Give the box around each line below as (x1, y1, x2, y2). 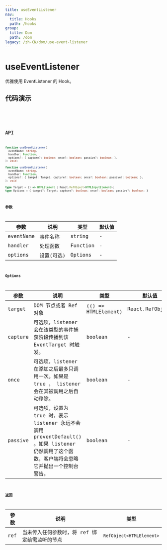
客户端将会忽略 (43, 456, 79, 462)
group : (5, 26, 19, 31)
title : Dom (9, 30, 32, 35)
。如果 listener (33, 441, 76, 448)
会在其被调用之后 (33, 388, 74, 395)
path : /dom (9, 35, 32, 40)
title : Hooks (9, 16, 37, 21)
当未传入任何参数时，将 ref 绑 (22, 529, 97, 536)
